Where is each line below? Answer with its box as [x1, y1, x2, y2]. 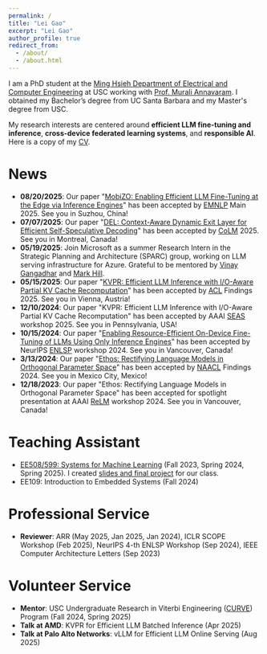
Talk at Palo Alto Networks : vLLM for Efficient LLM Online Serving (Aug [19, 628, 258, 639]
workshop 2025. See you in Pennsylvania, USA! [19, 319, 178, 329]
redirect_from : [8, 42, 59, 50]
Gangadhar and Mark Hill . [19, 268, 105, 278]
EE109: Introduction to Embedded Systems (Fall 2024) [19, 476, 199, 486]
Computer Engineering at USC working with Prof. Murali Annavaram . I [8, 87, 238, 96]
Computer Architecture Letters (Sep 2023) [19, 548, 160, 558]
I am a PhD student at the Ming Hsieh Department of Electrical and [8, 78, 229, 88]
